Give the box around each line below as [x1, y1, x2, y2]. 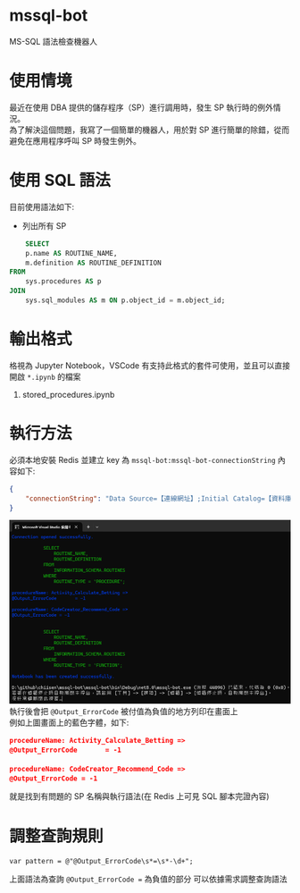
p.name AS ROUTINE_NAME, [25, 249, 118, 257]
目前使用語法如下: [9, 201, 75, 212]
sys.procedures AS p [25, 277, 102, 286]
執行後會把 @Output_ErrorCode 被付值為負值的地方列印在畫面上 [9, 706, 238, 717]
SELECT [25, 239, 50, 249]
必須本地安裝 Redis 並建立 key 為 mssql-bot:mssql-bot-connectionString [9, 454, 276, 465]
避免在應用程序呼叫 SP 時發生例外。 [9, 135, 141, 146]
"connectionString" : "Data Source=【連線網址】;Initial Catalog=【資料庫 [25, 493, 292, 503]
